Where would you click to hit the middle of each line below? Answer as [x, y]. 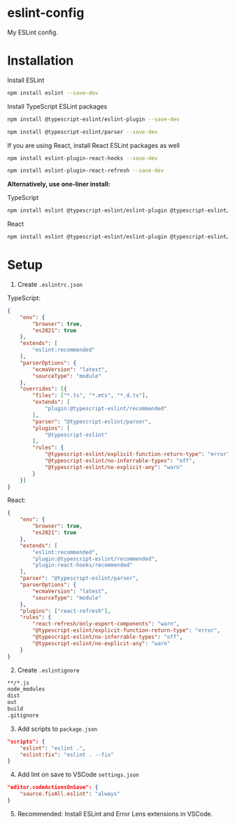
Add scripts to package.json [57, 729]
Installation [41, 61]
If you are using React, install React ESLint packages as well [94, 145]
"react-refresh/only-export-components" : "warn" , [106, 624]
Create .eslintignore [48, 670]
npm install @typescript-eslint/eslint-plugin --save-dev [93, 119]
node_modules [26, 689]
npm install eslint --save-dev [53, 93]
